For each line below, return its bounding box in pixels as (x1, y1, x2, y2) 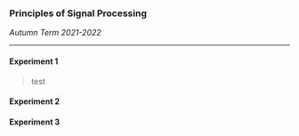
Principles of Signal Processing (9, 7, 147, 20)
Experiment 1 (9, 56, 59, 67)
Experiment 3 (9, 116, 61, 127)
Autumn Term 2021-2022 (9, 28, 102, 38)
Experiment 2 (9, 96, 61, 107)
